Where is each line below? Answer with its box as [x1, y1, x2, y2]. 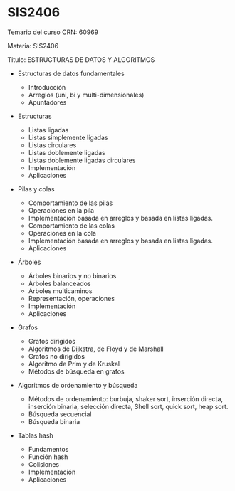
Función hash [28, 453, 68, 461]
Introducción [28, 83, 66, 91]
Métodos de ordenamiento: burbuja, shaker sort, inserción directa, [28, 394, 223, 403]
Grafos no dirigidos [28, 352, 85, 360]
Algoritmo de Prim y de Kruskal [28, 359, 120, 368]
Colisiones [28, 460, 59, 468]
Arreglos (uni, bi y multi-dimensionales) [28, 90, 145, 99]
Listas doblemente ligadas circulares [28, 156, 136, 164]
